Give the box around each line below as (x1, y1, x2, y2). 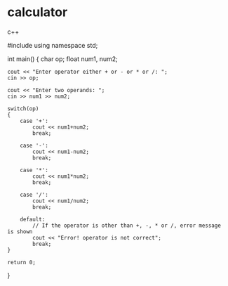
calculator (7, 4, 68, 20)
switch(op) (7, 105, 39, 112)
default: (20, 216, 46, 223)
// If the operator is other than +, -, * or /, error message (32, 222, 221, 229)
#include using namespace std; (7, 41, 98, 49)
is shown (7, 228, 33, 235)
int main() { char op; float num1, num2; (7, 54, 118, 63)
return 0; (7, 259, 36, 266)
